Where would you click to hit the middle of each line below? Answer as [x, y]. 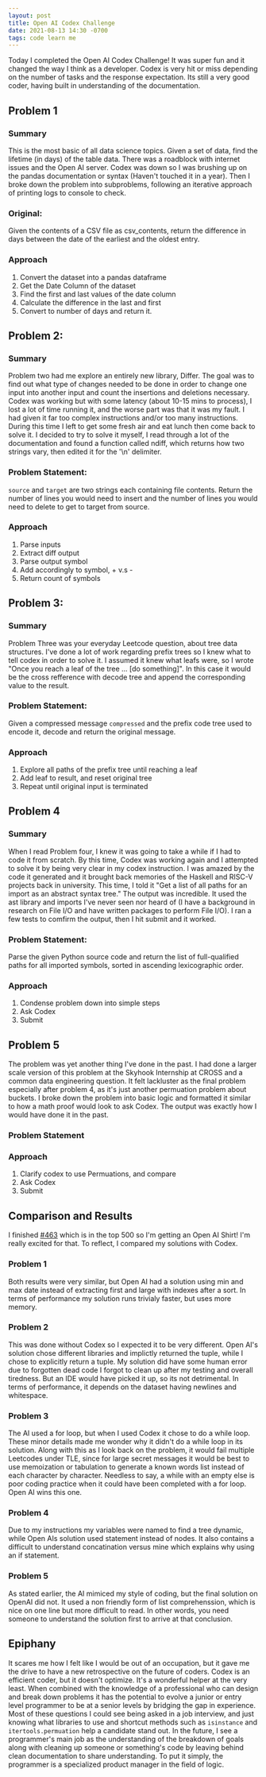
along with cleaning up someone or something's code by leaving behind [126, 1747]
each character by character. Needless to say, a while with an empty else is [132, 1476]
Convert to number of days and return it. [86, 311]
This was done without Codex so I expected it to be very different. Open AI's [133, 1345]
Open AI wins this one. [45, 1492]
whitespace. [28, 1395]
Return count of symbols [60, 578]
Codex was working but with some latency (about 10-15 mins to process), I [130, 401]
